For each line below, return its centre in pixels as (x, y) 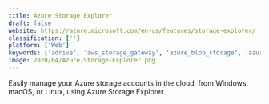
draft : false (30, 23)
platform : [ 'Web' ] (39, 46)
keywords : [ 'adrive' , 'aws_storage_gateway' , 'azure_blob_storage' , (125, 53)
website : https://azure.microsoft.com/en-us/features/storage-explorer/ (132, 30)
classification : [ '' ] (44, 38)
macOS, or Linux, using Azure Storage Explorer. (87, 91)
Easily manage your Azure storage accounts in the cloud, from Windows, (128, 83)
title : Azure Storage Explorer (60, 16)
